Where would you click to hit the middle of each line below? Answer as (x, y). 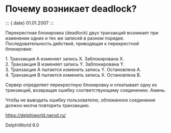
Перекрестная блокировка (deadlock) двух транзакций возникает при (82, 32)
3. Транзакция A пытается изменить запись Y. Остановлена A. (73, 70)
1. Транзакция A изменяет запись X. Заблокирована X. (65, 58)
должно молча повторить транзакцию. (48, 105)
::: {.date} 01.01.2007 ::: (30, 23)
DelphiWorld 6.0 (22, 125)
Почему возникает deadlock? (71, 9)
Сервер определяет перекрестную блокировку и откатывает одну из (81, 85)
